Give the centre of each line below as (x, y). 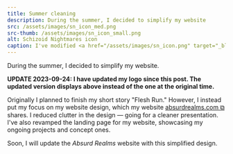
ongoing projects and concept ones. (59, 130)
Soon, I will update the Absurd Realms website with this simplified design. (112, 143)
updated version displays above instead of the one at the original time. (111, 86)
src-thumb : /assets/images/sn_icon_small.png (74, 33)
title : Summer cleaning (42, 14)
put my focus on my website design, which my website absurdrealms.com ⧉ (116, 107)
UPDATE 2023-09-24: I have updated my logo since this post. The (104, 79)
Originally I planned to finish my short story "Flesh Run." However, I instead (114, 100)
